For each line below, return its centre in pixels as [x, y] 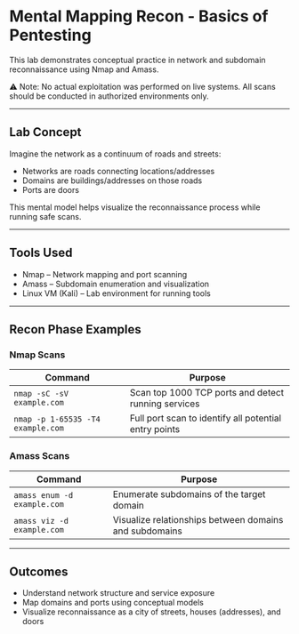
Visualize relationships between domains [198, 519]
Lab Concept [45, 132]
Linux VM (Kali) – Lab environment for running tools [116, 293]
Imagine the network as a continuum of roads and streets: [115, 154]
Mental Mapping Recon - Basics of [139, 16]
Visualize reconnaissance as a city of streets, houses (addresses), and [152, 612]
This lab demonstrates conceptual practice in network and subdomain [137, 60]
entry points [155, 429]
